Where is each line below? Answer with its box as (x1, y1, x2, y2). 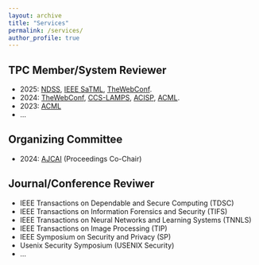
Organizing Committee (8, 133, 123, 146)
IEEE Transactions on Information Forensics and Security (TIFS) (19, 206, 228, 216)
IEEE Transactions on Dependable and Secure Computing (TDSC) (19, 198, 234, 208)
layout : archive (8, 11, 62, 20)
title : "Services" (8, 19, 69, 27)
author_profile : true (8, 33, 80, 42)
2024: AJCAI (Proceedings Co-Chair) (19, 154, 142, 163)
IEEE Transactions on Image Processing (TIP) (19, 224, 168, 233)
